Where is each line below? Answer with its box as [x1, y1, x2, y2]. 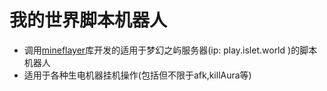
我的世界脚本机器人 [9, 9, 168, 32]
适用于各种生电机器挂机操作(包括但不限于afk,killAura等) [23, 69, 252, 81]
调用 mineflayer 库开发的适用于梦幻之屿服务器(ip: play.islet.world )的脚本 [23, 44, 318, 56]
